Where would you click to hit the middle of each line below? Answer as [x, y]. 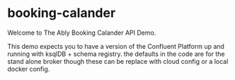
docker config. [29, 69]
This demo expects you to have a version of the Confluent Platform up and [116, 46]
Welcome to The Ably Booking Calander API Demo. [82, 33]
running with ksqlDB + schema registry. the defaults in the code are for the [116, 54]
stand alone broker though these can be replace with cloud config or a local [118, 61]
